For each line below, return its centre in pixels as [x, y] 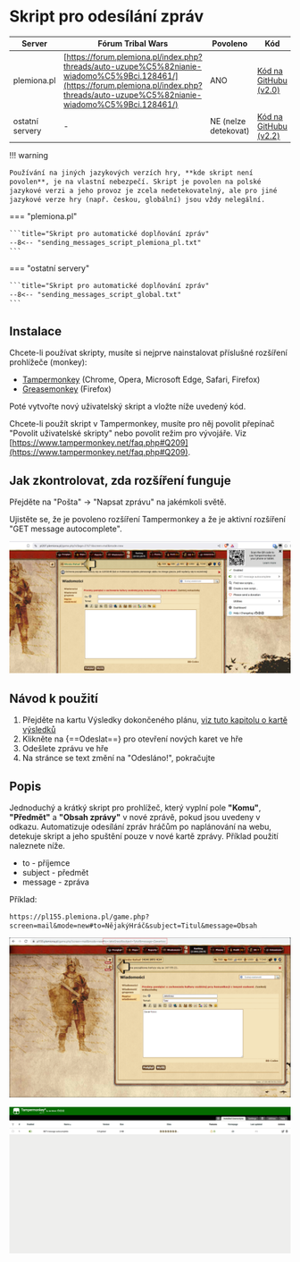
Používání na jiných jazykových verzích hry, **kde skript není [131, 173]
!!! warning [29, 156]
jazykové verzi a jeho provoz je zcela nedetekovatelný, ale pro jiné [143, 191]
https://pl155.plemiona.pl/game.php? [79, 917]
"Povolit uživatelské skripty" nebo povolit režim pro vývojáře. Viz [128, 433]
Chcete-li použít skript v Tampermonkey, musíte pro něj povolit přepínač [142, 424]
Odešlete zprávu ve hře [65, 749]
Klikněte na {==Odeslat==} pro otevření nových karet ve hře [133, 739]
